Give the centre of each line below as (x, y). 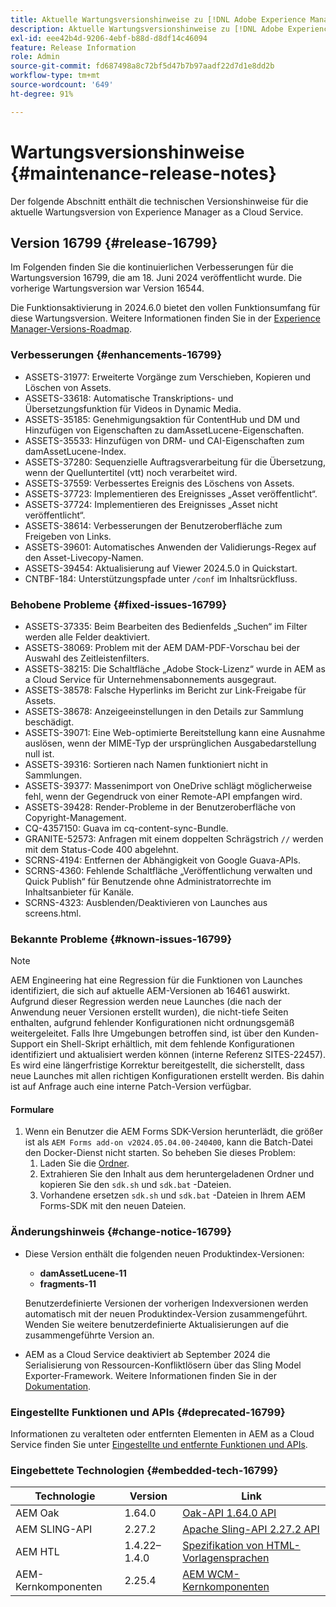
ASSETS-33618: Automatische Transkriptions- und (129, 398)
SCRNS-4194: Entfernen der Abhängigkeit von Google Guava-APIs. (163, 860)
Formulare (32, 1109)
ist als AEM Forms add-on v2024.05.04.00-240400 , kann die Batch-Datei (168, 1142)
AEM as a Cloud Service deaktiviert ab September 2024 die (147, 1354)
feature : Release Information (73, 47)
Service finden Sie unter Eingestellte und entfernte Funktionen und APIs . (159, 1445)
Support (27, 1044)
